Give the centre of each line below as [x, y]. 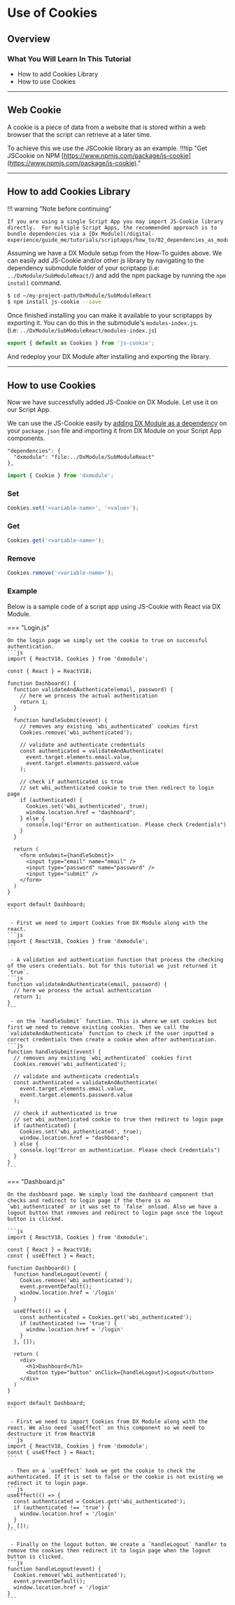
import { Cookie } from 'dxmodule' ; [60, 475]
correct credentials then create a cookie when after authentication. [112, 1039]
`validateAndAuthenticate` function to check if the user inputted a [111, 1033]
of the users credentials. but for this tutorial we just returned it [112, 966]
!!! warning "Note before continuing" [59, 208]
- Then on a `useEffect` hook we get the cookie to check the [103, 1471]
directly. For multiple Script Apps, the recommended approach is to [112, 227]
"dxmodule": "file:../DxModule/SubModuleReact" [84, 457]
